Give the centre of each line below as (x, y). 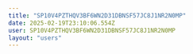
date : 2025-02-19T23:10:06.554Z (62, 23)
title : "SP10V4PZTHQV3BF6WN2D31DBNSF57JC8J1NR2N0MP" (97, 15)
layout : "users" (35, 38)
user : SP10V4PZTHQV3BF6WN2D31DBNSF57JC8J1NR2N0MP (92, 30)
